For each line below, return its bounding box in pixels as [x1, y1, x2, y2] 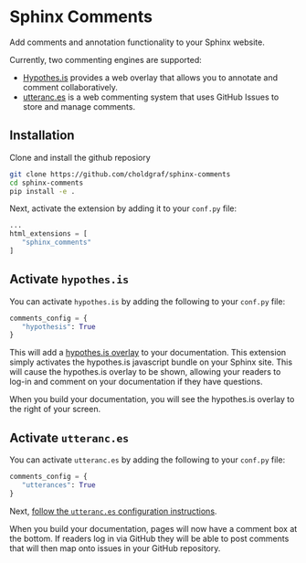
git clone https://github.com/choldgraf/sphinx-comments [9, 169, 231, 179]
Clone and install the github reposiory [9, 152, 151, 163]
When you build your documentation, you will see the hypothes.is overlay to [9, 394, 295, 405]
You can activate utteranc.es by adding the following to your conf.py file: [9, 454, 286, 465]
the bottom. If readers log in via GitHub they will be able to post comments [9, 533, 290, 544]
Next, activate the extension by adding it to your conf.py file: [9, 203, 237, 214]
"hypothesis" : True [21, 322, 96, 331]
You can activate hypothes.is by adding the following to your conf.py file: [9, 295, 286, 307]
